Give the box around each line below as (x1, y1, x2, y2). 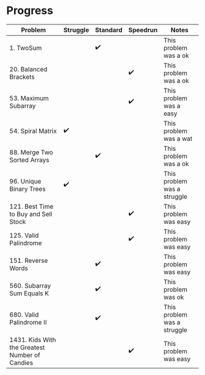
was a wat (164, 134, 193, 143)
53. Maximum (9, 94, 49, 102)
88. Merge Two (9, 148, 54, 156)
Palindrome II (9, 318, 47, 326)
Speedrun (128, 26, 158, 34)
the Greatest (9, 343, 45, 351)
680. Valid (9, 310, 39, 319)
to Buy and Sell (9, 210, 53, 218)
